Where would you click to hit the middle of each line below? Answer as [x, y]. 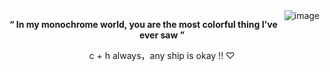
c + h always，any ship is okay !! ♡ [162, 55]
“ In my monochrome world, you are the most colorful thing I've [143, 24]
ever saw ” [162, 35]
